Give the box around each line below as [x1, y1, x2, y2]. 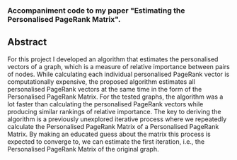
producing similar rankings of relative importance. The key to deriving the [7, 107, 221, 116]
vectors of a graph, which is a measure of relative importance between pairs [7, 62, 230, 70]
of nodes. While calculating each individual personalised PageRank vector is [7, 70, 230, 78]
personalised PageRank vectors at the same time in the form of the [7, 85, 202, 93]
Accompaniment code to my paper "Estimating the [7, 6, 185, 16]
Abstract [7, 36, 47, 48]
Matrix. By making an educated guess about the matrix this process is [7, 130, 211, 138]
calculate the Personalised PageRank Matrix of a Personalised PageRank [7, 122, 219, 130]
